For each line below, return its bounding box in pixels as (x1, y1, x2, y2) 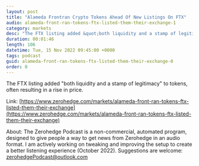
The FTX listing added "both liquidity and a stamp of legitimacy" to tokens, (6, 80, 188, 87)
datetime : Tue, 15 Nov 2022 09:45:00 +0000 (6, 47, 115, 53)
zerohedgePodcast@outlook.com (6, 154, 88, 161)
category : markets (6, 25, 52, 31)
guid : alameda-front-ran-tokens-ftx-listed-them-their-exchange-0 (6, 58, 174, 64)
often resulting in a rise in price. (6, 87, 84, 94)
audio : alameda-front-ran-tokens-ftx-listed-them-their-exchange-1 (6, 20, 176, 25)
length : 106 (6, 42, 36, 48)
